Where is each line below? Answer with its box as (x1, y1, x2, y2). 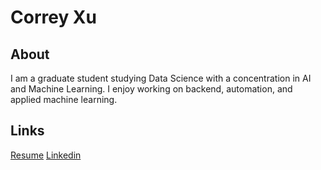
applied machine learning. (10, 94, 118, 105)
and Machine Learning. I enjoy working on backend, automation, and (10, 83, 293, 95)
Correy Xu (10, 6, 97, 29)
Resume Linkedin (10, 149, 82, 161)
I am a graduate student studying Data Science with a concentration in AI (10, 72, 312, 84)
